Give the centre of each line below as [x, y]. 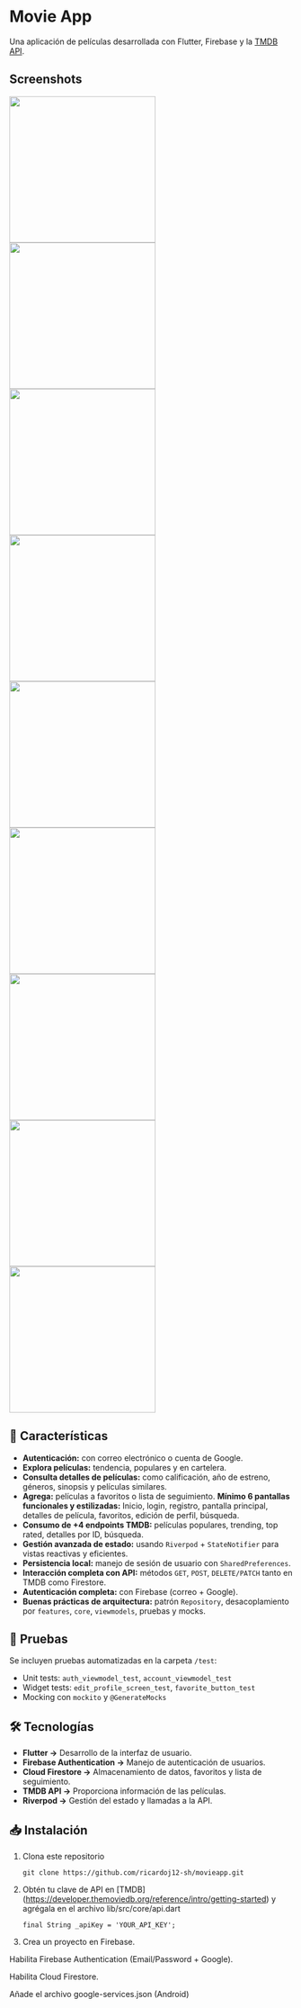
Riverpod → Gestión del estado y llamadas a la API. [117, 1801]
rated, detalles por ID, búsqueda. [83, 1534]
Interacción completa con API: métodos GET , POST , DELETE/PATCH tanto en [157, 1572]
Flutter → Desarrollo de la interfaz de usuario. [107, 1753]
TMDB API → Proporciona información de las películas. [124, 1791]
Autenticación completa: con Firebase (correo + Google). [130, 1591]
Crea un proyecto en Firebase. [79, 1942]
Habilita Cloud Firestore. [54, 1976]
